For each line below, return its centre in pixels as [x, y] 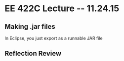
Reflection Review [33, 53]
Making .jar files [30, 27]
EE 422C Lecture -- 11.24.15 [62, 9]
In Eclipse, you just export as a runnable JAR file [54, 38]
